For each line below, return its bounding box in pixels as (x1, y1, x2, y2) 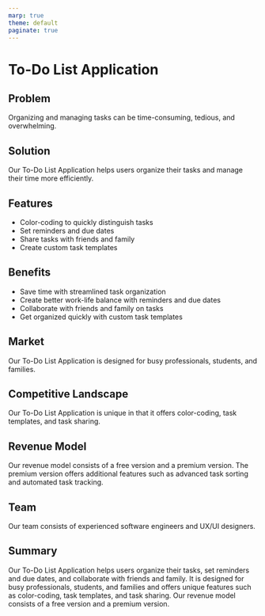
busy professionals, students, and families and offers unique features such (8, 582, 252, 591)
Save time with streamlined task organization (19, 287, 166, 296)
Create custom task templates (19, 243, 118, 252)
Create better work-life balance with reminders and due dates (19, 295, 221, 305)
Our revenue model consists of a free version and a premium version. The (8, 461, 249, 470)
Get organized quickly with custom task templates (19, 312, 184, 321)
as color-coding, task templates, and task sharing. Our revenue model (8, 591, 236, 600)
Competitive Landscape (8, 387, 129, 401)
